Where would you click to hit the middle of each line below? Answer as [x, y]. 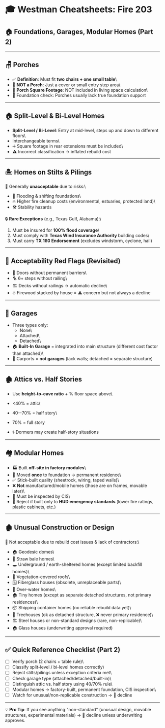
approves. [15, 720]
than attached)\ [28, 353]
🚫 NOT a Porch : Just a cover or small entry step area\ [66, 85]
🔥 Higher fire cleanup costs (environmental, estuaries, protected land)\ [84, 201]
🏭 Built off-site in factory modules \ [49, 468]
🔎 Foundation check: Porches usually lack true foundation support [79, 95]
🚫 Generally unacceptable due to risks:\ [45, 187]
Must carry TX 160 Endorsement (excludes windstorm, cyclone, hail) [82, 241]
